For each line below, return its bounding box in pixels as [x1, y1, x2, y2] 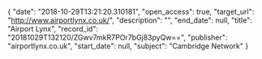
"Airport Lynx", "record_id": [7, 24, 99, 33]
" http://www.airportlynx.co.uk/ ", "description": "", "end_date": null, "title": [7, 15, 252, 25]
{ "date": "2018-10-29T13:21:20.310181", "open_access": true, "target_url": [7, 7, 255, 16]
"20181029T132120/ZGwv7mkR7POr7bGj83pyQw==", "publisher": [7, 32, 228, 42]
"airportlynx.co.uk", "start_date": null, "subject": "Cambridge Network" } [7, 41, 249, 51]
